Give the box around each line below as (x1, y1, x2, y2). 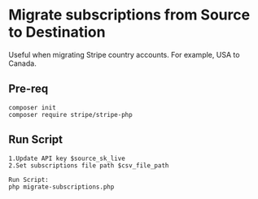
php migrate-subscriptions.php (8, 183, 115, 191)
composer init (8, 103, 57, 111)
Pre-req (8, 82, 49, 96)
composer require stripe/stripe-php (8, 110, 133, 119)
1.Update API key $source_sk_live (8, 154, 126, 162)
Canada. (8, 58, 37, 68)
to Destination (8, 23, 106, 41)
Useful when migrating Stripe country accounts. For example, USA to (8, 50, 240, 59)
